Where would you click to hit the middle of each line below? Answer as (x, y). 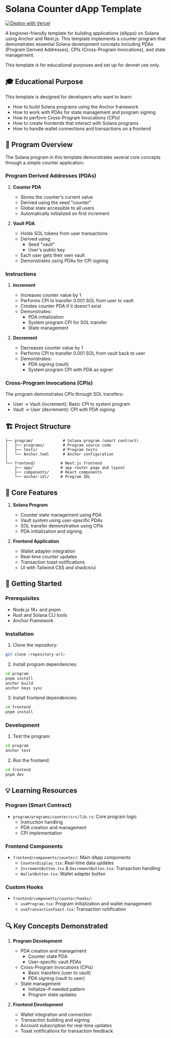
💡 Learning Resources (41, 790)
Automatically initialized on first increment (65, 213)
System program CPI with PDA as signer (71, 370)
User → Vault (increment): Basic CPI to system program (71, 404)
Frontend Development (38, 1005)
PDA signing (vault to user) (56, 978)
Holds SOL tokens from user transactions (64, 233)
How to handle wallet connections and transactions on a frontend (82, 129)
